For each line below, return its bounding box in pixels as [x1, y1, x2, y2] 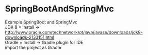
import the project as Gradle [5, 44, 62, 50]
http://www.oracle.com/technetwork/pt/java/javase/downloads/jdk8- [5, 29, 143, 35]
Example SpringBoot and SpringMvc [5, 19, 78, 25]
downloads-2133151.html [5, 34, 54, 40]
